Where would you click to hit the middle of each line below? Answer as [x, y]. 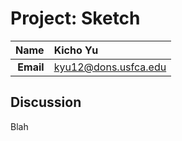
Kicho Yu [76, 50]
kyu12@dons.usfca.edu [110, 67]
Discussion [46, 102]
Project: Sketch [75, 18]
